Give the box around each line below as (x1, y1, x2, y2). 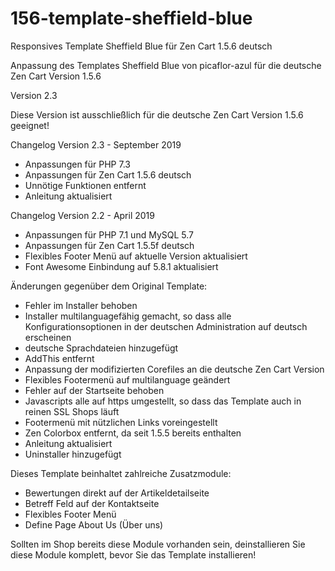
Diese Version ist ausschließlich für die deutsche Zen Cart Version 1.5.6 (10, 108, 304, 121)
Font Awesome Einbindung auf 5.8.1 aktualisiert (24, 260, 219, 272)
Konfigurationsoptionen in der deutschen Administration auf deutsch (24, 320, 308, 332)
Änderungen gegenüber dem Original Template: (10, 280, 208, 292)
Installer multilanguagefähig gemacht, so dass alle (24, 310, 232, 322)
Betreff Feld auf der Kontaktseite (24, 497, 160, 509)
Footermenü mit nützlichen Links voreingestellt (24, 416, 218, 428)
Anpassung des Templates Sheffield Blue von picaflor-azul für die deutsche (10, 59, 322, 71)
